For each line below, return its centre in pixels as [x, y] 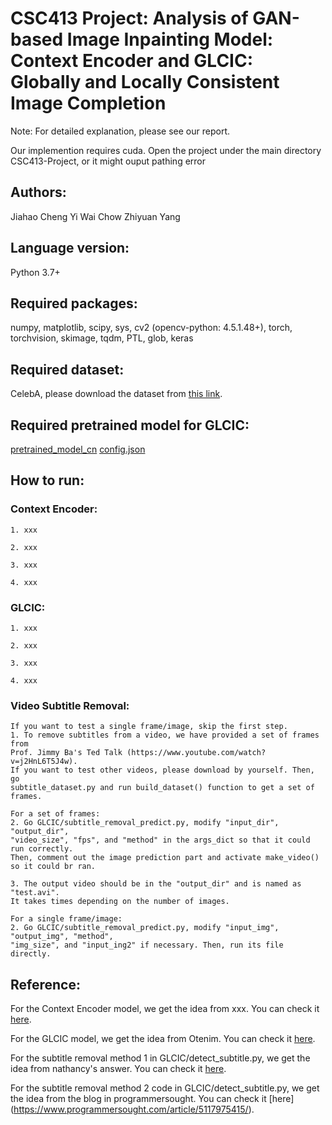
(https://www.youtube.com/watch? [196, 753]
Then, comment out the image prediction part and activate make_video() [165, 858]
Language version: [70, 248]
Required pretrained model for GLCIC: [130, 425]
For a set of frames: [55, 814]
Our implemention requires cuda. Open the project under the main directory [166, 150]
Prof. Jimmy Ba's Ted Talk [66, 753]
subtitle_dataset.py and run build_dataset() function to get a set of [162, 788]
